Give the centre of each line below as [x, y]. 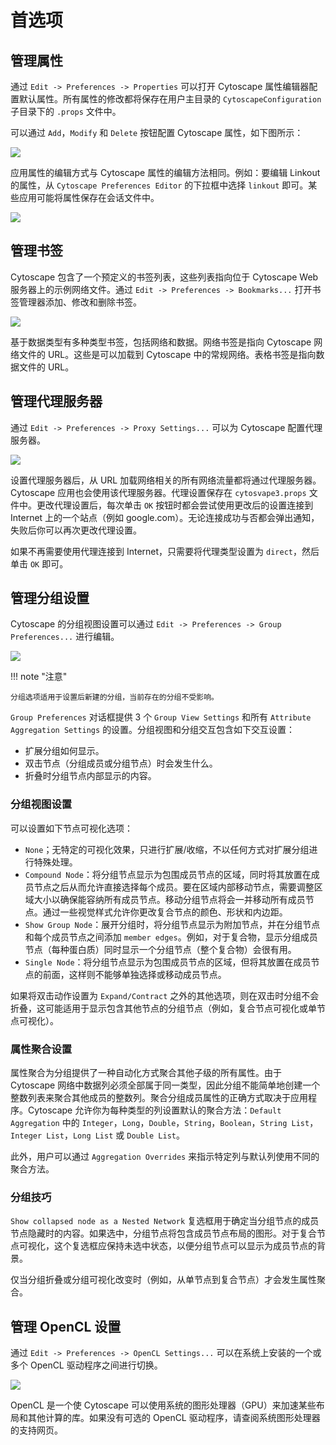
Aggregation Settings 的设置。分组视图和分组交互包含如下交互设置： [153, 730]
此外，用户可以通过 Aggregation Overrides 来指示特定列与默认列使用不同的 [165, 1157]
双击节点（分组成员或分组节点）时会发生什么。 [121, 763]
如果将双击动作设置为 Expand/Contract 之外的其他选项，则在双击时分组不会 [165, 995]
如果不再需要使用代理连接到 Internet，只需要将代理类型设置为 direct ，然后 [165, 551]
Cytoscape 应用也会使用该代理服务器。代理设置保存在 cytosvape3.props [158, 492]
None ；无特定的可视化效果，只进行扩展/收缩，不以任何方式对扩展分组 [167, 849]
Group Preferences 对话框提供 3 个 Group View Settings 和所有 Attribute [161, 717]
